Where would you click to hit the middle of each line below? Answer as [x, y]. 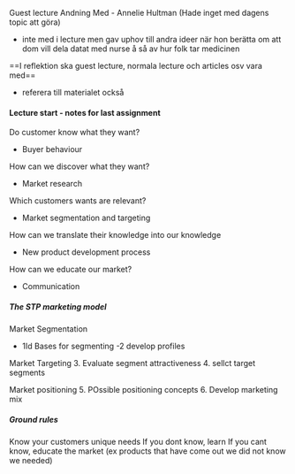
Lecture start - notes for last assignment [85, 112]
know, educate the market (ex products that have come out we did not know [147, 451]
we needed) [31, 461]
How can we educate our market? [71, 270]
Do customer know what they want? [75, 133]
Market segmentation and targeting [86, 218]
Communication [51, 287]
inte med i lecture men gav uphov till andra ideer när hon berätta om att [151, 39]
